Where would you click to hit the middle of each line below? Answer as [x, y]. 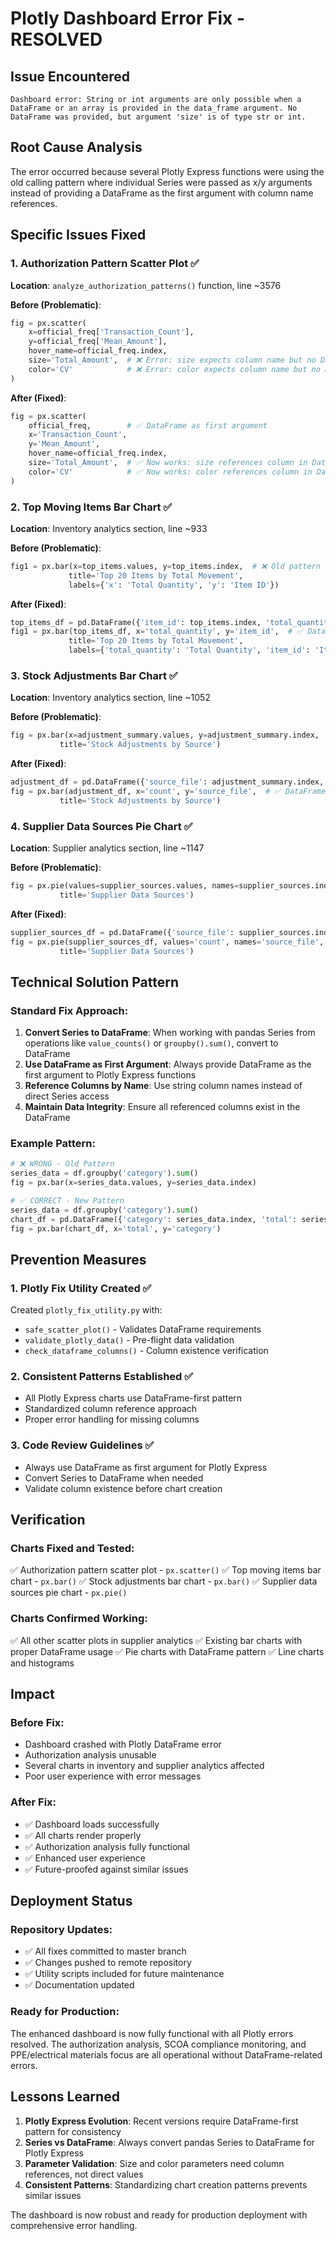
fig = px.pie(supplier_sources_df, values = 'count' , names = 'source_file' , [167, 942]
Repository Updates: [61, 1930]
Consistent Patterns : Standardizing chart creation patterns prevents [166, 2184]
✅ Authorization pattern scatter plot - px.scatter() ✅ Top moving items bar [166, 1570]
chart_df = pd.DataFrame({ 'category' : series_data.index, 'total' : [154, 1219]
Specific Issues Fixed [78, 235]
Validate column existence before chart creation [123, 1488]
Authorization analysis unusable [90, 1755]
